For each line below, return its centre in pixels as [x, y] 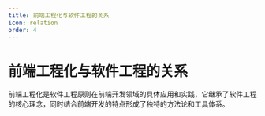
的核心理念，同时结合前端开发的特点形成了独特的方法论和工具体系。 [119, 104]
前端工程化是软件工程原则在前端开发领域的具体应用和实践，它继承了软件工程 [132, 94]
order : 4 [22, 30]
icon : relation [33, 23]
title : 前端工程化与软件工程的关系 [59, 15]
